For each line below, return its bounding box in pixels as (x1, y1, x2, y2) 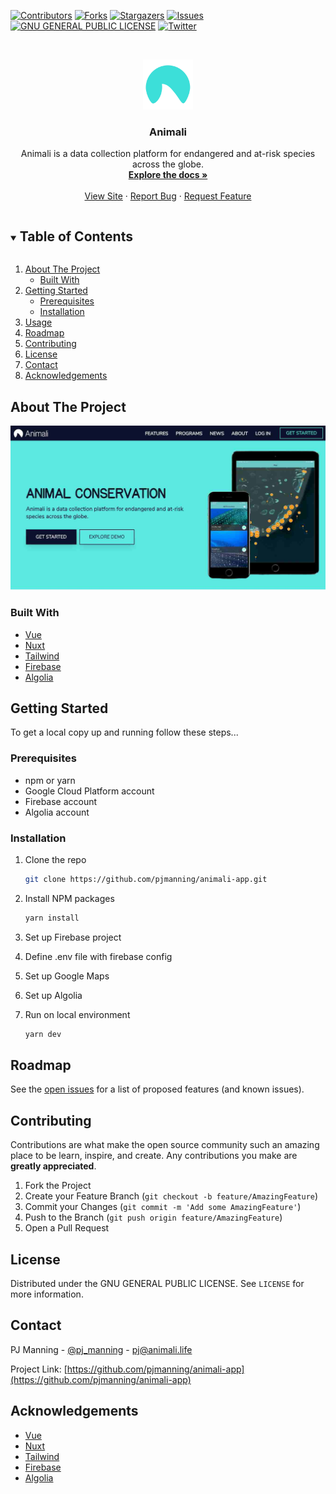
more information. (10, 1288, 84, 1300)
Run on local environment (24, 1008, 131, 1020)
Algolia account (24, 806, 90, 818)
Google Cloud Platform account (24, 785, 155, 797)
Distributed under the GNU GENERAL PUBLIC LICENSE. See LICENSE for (10, 1278, 305, 1289)
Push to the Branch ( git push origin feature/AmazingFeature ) (24, 1211, 283, 1224)
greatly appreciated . (10, 1160, 97, 1172)
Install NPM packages (24, 892, 115, 904)
